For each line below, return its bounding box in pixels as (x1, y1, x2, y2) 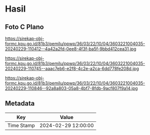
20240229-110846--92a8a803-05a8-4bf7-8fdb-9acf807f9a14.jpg (5, 85, 138, 91)
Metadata (5, 100, 35, 108)
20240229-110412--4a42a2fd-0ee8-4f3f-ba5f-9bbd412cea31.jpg (5, 46, 136, 51)
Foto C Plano (5, 23, 44, 31)
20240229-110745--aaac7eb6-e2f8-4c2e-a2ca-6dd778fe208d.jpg (5, 66, 139, 71)
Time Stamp (7, 122, 35, 129)
